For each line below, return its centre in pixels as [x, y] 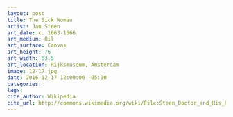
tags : [15, 90]
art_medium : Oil [31, 39]
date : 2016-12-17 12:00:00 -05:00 [57, 77]
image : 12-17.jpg [32, 71]
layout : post [26, 13]
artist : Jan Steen [34, 26]
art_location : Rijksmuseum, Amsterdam [63, 65]
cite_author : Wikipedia [42, 97]
